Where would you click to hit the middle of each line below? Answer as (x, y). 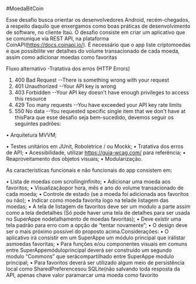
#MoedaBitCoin (25, 9)
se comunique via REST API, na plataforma (58, 38)
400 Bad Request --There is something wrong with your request (92, 80)
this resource (30, 99)
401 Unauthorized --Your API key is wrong (65, 86)
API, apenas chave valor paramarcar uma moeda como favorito (82, 275)
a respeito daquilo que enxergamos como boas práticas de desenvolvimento (98, 26)
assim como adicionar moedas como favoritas (62, 57)
